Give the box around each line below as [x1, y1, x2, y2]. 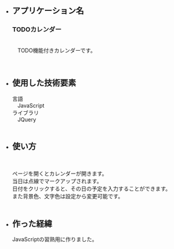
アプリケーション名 [12, 5, 84, 16]
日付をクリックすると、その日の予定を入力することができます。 [12, 185, 171, 192]
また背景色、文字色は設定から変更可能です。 [12, 193, 124, 200]
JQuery [17, 115, 36, 123]
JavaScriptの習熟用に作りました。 [12, 236, 98, 243]
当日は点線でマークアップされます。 [12, 178, 102, 185]
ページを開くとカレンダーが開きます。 [12, 170, 108, 177]
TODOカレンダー [12, 25, 62, 34]
